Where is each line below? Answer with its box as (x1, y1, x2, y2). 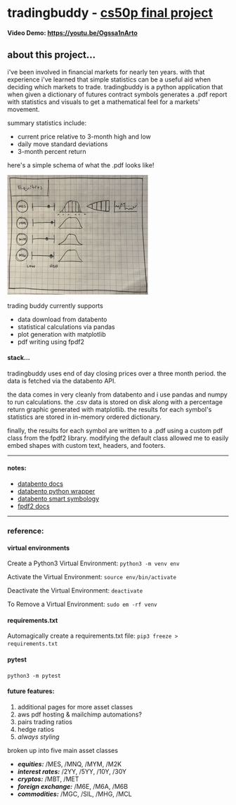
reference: (7, 526, 44, 536)
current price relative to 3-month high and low (17, 132, 151, 141)
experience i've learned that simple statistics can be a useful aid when (7, 75, 211, 84)
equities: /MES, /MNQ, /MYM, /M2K (17, 759, 122, 768)
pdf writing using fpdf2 (17, 337, 84, 346)
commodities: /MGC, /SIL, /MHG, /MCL (17, 790, 132, 798)
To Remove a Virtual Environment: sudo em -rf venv (7, 600, 157, 609)
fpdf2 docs (17, 502, 51, 510)
